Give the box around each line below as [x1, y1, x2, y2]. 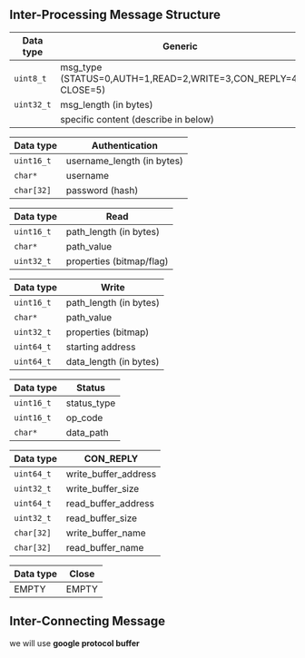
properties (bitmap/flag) [65, 254, 170, 267]
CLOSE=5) [60, 83, 106, 96]
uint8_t [14, 73, 47, 83]
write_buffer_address [65, 467, 157, 480]
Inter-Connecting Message [9, 614, 166, 629]
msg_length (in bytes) [60, 98, 153, 111]
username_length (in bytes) [65, 154, 184, 167]
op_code [65, 411, 103, 424]
